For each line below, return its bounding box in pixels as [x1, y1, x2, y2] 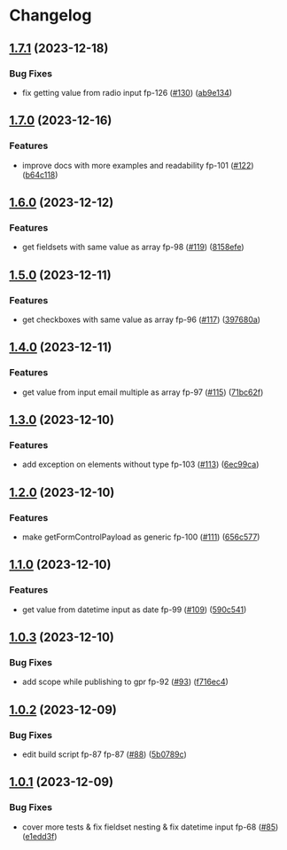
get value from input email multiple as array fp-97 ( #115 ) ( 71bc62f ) [21, 387, 264, 397]
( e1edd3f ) [21, 830, 58, 841]
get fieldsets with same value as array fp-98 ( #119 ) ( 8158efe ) [21, 241, 245, 253]
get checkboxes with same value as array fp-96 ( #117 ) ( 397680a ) [21, 314, 261, 325]
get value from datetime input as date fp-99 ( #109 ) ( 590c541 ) [21, 604, 247, 615]
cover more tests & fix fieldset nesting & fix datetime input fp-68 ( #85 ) [21, 822, 279, 832]
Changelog [9, 5, 92, 26]
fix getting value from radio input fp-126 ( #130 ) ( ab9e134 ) [21, 87, 233, 98]
